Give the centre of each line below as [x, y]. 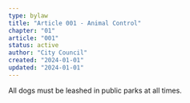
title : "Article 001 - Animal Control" [75, 23]
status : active [34, 46]
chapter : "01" [32, 30]
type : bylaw [28, 16]
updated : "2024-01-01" [46, 68]
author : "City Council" [48, 53]
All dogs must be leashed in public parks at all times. [95, 90]
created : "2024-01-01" [46, 61]
